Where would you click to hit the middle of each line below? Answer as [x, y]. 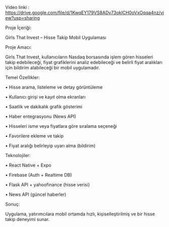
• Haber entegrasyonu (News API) [41, 116]
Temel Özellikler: [22, 77]
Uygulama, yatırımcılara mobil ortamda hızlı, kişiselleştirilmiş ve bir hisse [80, 214]
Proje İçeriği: [18, 28]
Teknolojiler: [18, 155]
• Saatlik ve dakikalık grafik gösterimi [44, 107]
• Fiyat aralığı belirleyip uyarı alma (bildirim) [50, 146]
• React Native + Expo [28, 165]
